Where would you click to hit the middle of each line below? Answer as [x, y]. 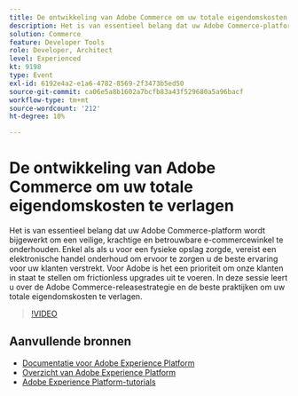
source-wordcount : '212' [55, 108]
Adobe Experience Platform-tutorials [89, 382]
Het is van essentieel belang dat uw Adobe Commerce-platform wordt [137, 231]
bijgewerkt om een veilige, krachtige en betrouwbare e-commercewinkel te [146, 240]
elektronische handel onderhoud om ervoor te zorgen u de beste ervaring [144, 259]
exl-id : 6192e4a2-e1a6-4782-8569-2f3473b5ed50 [97, 83]
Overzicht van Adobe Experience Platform [99, 372]
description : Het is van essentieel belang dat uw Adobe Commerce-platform [152, 26]
